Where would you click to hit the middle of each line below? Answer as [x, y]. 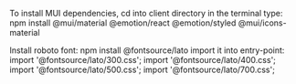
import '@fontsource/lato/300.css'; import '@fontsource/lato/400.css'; [143, 60]
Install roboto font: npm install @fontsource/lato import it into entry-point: [147, 50]
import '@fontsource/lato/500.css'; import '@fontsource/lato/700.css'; [143, 69]
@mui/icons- [262, 23]
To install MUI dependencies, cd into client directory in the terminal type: [146, 13]
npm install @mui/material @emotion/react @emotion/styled [123, 23]
